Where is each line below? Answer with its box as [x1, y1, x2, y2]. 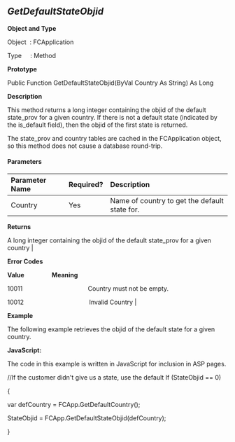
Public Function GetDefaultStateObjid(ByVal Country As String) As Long [7, 78, 214, 87]
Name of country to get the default [110, 196, 224, 206]
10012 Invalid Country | [7, 298, 137, 307]
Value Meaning [7, 271, 78, 279]
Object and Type [7, 24, 57, 32]
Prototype [7, 64, 37, 73]
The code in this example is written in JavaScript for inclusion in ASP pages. [7, 360, 227, 368]
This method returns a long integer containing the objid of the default [7, 105, 206, 114]
